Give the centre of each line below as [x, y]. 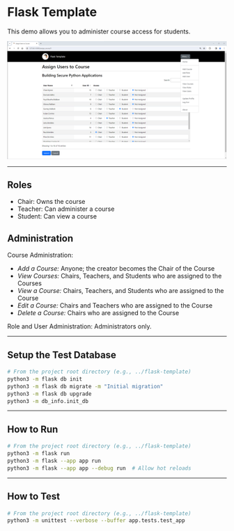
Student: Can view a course [57, 216]
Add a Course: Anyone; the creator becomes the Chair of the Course [116, 269]
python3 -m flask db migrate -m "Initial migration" [85, 386]
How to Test [34, 497]
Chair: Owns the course [51, 202]
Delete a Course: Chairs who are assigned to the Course [98, 313]
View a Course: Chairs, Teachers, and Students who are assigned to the [120, 291]
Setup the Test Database [62, 355]
